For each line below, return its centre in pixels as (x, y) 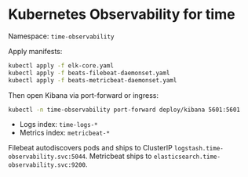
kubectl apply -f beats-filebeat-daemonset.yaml (89, 73)
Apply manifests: (35, 51)
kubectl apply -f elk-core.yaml (61, 65)
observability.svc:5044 (47, 157)
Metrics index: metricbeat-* (64, 133)
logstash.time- (199, 149)
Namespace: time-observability (61, 36)
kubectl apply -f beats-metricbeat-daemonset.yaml (93, 80)
